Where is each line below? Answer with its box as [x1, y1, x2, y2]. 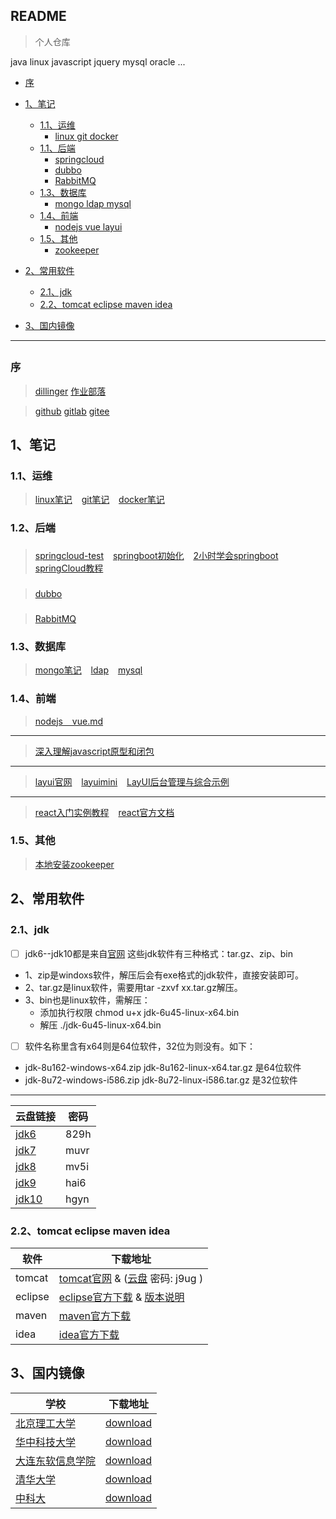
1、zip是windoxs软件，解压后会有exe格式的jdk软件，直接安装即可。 [24, 969, 304, 981]
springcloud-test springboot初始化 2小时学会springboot [34, 550, 279, 562]
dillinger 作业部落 [34, 385, 107, 397]
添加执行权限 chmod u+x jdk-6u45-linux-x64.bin [39, 1006, 240, 1018]
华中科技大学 [15, 1435, 77, 1449]
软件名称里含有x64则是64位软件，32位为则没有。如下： [24, 1040, 257, 1052]
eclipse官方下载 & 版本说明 [58, 1290, 185, 1304]
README [10, 8, 67, 25]
